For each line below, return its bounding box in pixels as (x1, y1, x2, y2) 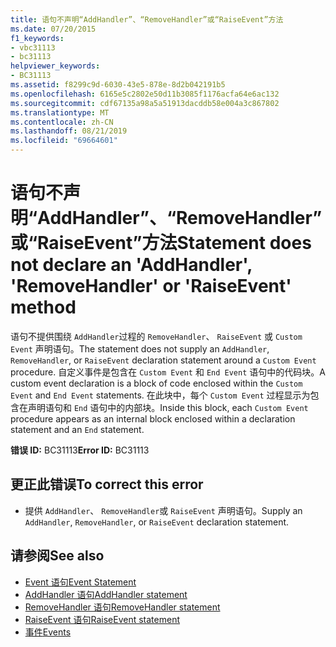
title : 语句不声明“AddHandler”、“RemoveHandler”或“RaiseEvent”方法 (10, 14, 284, 25)
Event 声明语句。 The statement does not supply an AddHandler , (10, 342, 270, 355)
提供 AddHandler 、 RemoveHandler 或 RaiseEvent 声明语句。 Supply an (24, 504, 303, 516)
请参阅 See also (10, 547, 105, 565)
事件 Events (24, 626, 72, 638)
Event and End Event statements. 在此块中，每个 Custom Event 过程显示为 (10, 389, 311, 401)
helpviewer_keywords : (10, 61, 101, 71)
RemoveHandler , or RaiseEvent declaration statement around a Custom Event (10, 354, 317, 366)
